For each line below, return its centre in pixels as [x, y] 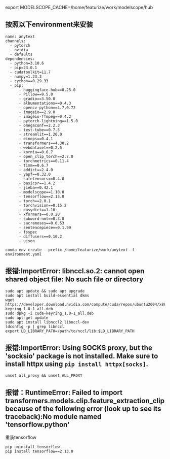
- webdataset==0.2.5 [40, 147]
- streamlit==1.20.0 [40, 134]
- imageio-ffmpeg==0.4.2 [45, 116]
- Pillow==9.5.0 [36, 94]
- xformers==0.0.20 [39, 214]
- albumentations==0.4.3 [45, 103]
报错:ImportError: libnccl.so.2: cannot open [75, 271]
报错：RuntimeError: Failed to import [64, 392]
